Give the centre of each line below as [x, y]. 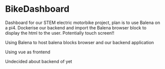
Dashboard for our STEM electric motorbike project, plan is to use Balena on [83, 23]
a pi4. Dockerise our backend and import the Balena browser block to [76, 27]
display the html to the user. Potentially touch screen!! [60, 33]
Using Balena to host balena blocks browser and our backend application [80, 42]
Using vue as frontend [28, 52]
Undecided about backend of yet [39, 61]
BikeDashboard [37, 9]
